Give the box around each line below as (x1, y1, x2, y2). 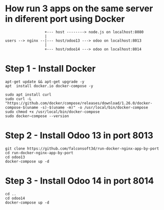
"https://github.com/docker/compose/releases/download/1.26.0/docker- (5, 101, 153, 105)
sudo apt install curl (5, 92, 52, 97)
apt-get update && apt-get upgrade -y (5, 79, 84, 84)
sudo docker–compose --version (5, 113, 69, 118)
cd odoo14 (5, 196, 26, 201)
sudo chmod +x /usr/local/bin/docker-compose (5, 109, 100, 114)
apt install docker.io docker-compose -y (5, 83, 93, 88)
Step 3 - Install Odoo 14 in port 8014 (5, 175, 154, 186)
